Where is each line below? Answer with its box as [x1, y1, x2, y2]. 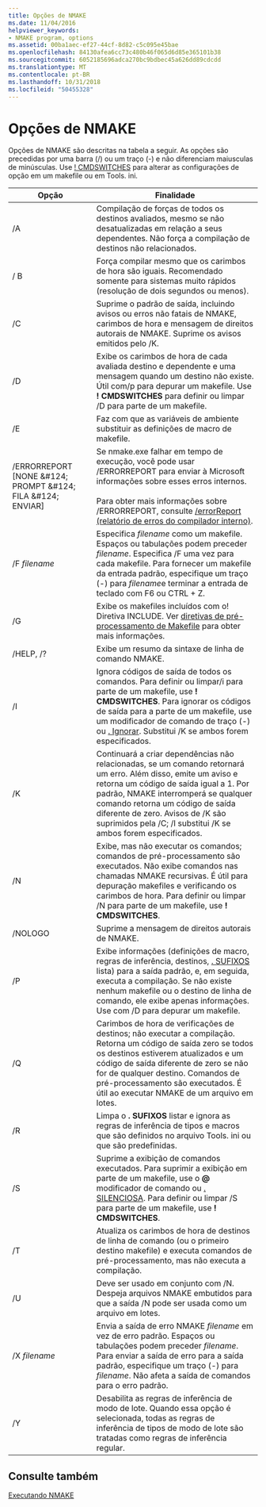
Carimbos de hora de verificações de [96, 1018, 235, 1030]
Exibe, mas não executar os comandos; [96, 841, 242, 852]
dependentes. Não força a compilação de [96, 233, 250, 244]
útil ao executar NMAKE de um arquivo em [96, 1087, 253, 1099]
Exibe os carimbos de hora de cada [96, 351, 228, 362]
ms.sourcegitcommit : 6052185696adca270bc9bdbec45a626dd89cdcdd [8, 56, 222, 64]
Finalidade [154, 190, 196, 201]
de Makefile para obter [156, 620, 241, 631]
